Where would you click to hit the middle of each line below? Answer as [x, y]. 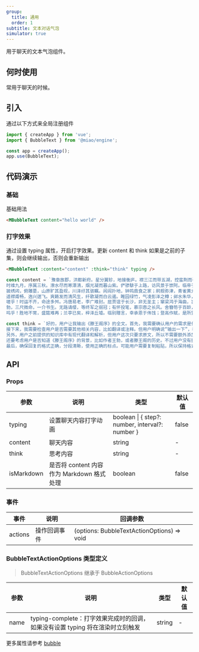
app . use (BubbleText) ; [33, 156]
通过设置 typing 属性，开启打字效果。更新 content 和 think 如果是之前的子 [96, 251]
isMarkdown [26, 474]
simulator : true [26, 34]
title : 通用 [25, 17]
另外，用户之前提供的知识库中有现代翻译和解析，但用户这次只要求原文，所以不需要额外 [97, 335]
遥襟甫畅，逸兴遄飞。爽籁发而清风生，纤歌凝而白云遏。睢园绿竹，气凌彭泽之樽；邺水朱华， [101, 297]
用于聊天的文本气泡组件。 [37, 52]
